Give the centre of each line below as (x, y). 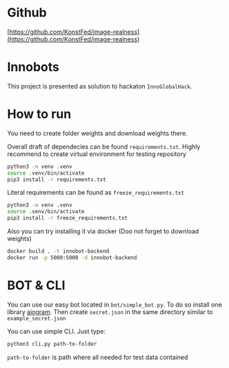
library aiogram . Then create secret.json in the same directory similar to (110, 311)
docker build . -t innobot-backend (58, 251)
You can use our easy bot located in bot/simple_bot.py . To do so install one (114, 304)
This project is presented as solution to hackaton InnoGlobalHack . (100, 86)
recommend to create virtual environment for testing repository (97, 154)
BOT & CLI (36, 285)
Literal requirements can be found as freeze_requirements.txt (96, 193)
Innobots (33, 67)
